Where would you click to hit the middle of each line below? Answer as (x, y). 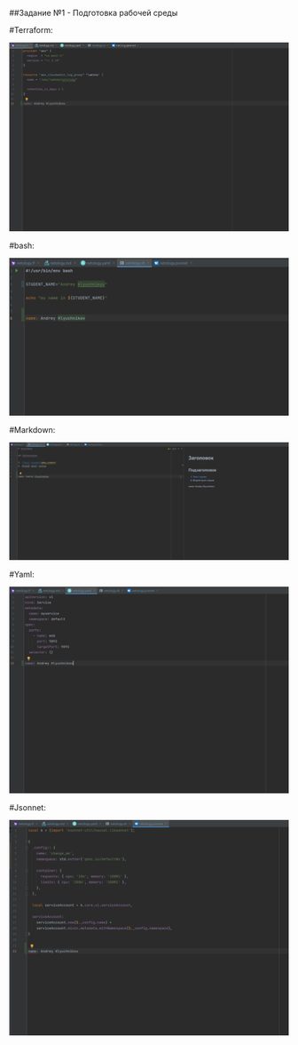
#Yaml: (22, 574)
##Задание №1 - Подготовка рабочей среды (94, 13)
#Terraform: (31, 30)
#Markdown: (32, 430)
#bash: (22, 245)
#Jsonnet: (27, 807)
